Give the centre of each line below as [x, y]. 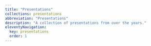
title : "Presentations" [29, 9]
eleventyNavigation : [26, 27]
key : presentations [29, 32]
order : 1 [18, 36]
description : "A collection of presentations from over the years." [76, 23]
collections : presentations [34, 14]
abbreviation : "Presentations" [37, 18]
